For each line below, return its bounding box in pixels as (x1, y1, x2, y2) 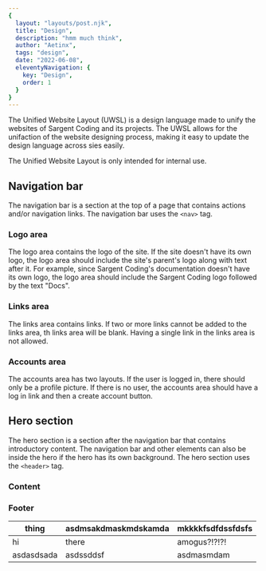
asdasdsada (12, 549, 58, 560)
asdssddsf (65, 549, 105, 560)
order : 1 (22, 78, 52, 86)
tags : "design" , (15, 49, 69, 57)
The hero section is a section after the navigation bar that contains (8, 435, 226, 445)
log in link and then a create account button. (8, 391, 153, 400)
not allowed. (8, 336, 49, 346)
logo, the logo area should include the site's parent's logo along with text (8, 256, 248, 265)
